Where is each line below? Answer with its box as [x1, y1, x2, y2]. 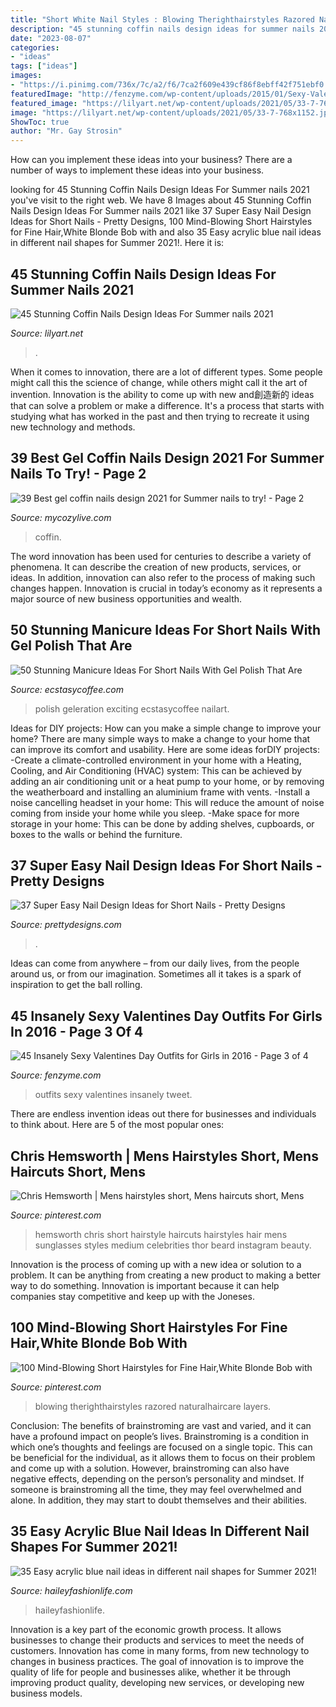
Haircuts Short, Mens [10, 1163, 146, 1180]
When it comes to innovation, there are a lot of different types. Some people [10, 366, 323, 378]
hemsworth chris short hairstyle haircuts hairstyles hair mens [34, 1229, 288, 1240]
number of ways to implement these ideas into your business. [10, 164, 265, 176]
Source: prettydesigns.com [10, 919, 122, 931]
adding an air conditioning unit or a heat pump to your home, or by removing [10, 775, 325, 787]
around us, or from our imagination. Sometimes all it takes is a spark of [10, 968, 302, 980]
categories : [10, 42, 60, 53]
